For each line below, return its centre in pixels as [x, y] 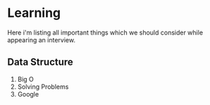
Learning [34, 13]
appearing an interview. [42, 39]
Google [28, 94]
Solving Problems [43, 87]
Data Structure [41, 62]
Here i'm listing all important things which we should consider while [105, 32]
